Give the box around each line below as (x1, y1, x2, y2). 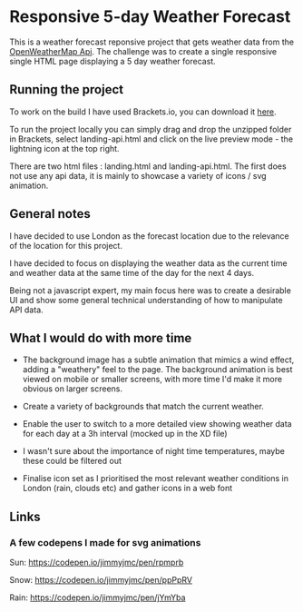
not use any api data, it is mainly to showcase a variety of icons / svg (9, 170, 267, 181)
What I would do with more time (9, 330, 192, 346)
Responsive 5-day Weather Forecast (9, 6, 291, 27)
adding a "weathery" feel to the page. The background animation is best (22, 364, 293, 375)
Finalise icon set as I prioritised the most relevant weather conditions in (22, 473, 288, 484)
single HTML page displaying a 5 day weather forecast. (9, 55, 216, 66)
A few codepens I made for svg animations (9, 536, 201, 548)
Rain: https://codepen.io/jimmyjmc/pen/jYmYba (9, 592, 186, 603)
